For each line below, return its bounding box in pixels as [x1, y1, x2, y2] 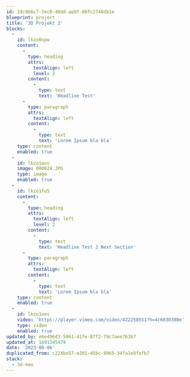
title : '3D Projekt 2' [6, 20, 63, 26]
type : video [17, 322, 47, 328]
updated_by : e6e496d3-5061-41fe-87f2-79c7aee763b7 [6, 334, 136, 340]
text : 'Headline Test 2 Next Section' [38, 244, 136, 250]
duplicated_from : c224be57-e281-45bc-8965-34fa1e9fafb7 [6, 351, 150, 357]
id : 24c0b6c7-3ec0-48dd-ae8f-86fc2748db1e [6, 8, 115, 15]
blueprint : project [6, 14, 55, 20]
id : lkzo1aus [17, 160, 50, 166]
